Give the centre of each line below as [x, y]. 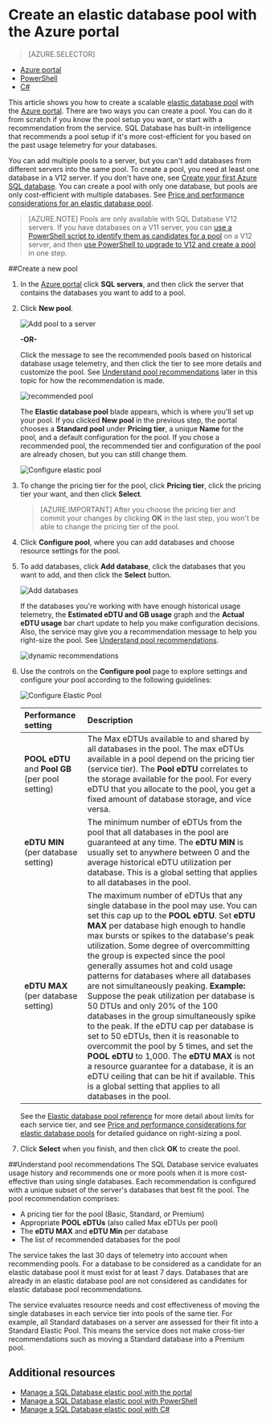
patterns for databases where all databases [169, 975]
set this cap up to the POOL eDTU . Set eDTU [171, 915]
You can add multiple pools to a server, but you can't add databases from [130, 160]
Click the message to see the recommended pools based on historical [135, 354]
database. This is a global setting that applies [172, 872]
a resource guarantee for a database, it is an [170, 1066]
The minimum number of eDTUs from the [165, 822]
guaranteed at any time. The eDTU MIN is [165, 842]
